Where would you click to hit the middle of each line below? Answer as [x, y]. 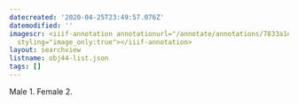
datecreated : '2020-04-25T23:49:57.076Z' [87, 17]
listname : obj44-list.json [59, 58]
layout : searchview [45, 50]
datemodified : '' [41, 26]
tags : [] [25, 67]
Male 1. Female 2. [41, 91]
